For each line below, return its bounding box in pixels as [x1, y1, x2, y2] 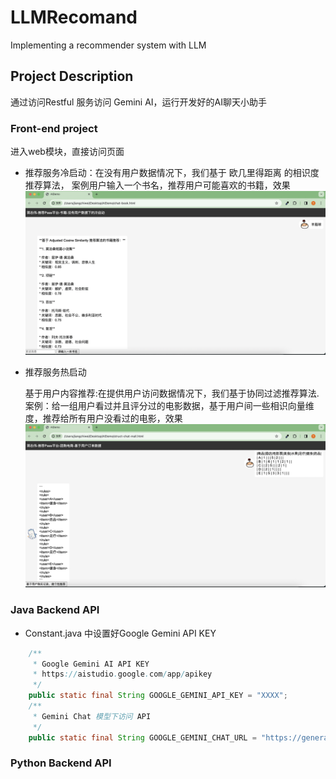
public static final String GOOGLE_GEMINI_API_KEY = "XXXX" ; [28, 691, 288, 701]
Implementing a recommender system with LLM [10, 39, 207, 51]
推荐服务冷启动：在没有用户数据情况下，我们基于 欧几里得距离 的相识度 [24, 167, 320, 179]
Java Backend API [10, 603, 100, 617]
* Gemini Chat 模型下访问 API [32, 711, 152, 721]
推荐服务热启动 [24, 366, 87, 378]
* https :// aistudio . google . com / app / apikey [32, 669, 213, 680]
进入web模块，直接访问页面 [10, 146, 125, 158]
